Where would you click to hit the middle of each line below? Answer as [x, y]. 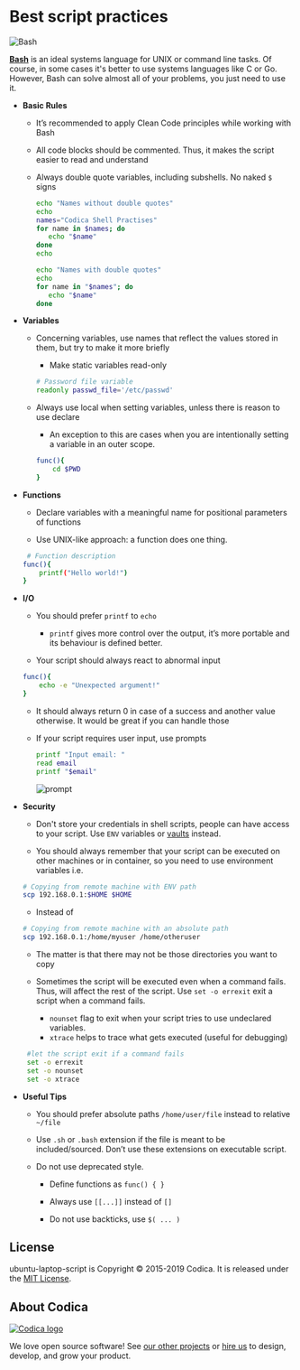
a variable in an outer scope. [102, 444]
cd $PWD [67, 470]
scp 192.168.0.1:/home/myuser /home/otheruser [111, 937]
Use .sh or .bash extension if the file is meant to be [131, 1139]
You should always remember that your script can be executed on [158, 851]
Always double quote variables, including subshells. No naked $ [154, 177]
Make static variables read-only [108, 365]
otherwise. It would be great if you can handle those [132, 721]
